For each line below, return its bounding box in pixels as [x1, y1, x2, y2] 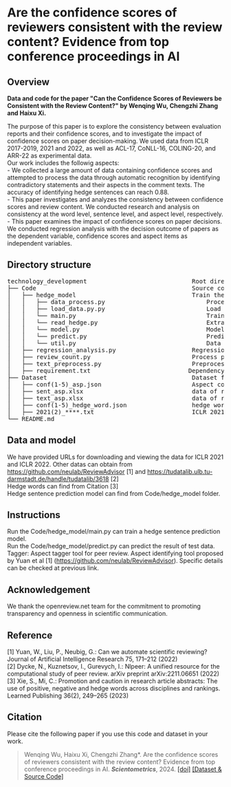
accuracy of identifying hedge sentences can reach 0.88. [7, 188, 170, 196]
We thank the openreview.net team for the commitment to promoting [7, 602, 201, 610]
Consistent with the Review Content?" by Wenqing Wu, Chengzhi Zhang [7, 102, 219, 109]
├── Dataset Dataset [7, 374, 218, 381]
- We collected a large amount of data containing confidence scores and [7, 166, 213, 174]
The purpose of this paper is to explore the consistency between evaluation [7, 122, 221, 130]
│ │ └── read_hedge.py [7, 319, 98, 326]
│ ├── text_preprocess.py [7, 360, 102, 367]
